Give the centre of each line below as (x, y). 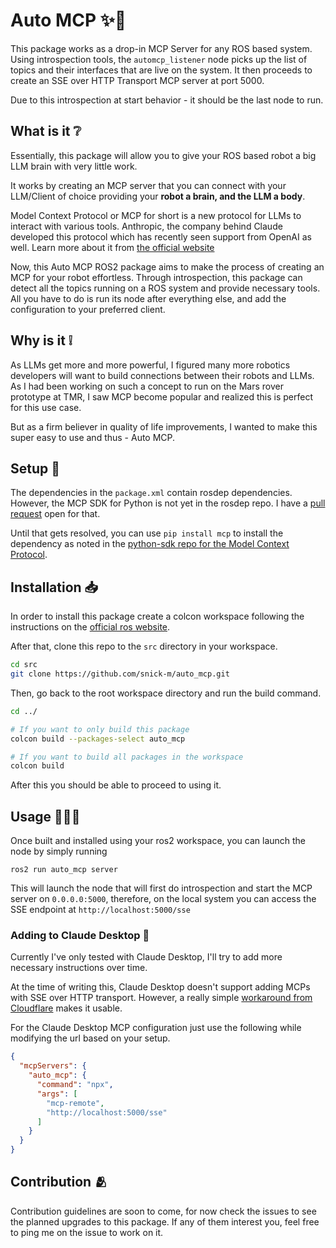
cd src (24, 665)
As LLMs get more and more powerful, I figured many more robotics (150, 365)
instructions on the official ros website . (90, 627)
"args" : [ (57, 1094)
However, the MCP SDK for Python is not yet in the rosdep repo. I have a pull (168, 503)
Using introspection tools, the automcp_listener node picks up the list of (159, 59)
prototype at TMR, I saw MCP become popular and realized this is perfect (161, 396)
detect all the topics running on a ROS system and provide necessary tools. (165, 288)
